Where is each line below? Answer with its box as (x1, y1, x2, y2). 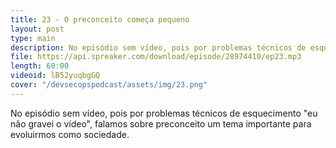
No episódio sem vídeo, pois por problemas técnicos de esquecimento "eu (10, 107, 318, 119)
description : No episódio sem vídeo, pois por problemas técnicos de (10, 42, 307, 53)
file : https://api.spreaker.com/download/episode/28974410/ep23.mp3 (10, 52, 302, 62)
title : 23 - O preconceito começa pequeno (10, 14, 190, 25)
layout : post (10, 24, 65, 34)
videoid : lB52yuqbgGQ (10, 71, 101, 81)
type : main (10, 33, 56, 43)
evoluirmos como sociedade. (10, 128, 130, 140)
